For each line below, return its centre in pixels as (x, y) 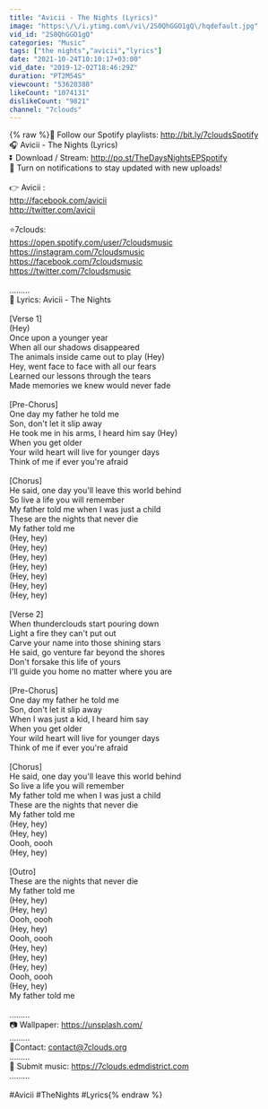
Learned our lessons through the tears (80, 376)
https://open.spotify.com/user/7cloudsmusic (91, 242)
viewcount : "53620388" (52, 84)
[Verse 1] (26, 319)
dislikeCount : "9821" (50, 101)
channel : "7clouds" (46, 109)
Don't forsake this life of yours (65, 662)
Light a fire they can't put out (63, 633)
